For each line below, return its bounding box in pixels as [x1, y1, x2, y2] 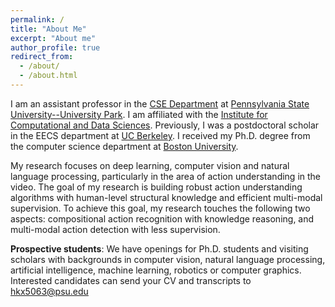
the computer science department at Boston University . [10, 140, 239, 152]
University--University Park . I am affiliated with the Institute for [10, 108, 268, 120]
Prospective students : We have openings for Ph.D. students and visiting [10, 242, 309, 255]
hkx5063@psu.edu [10, 285, 89, 297]
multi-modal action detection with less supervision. [10, 223, 221, 235]
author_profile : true [10, 42, 101, 53]
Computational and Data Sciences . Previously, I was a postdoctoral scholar [10, 119, 320, 131]
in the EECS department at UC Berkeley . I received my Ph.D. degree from [10, 129, 311, 141]
